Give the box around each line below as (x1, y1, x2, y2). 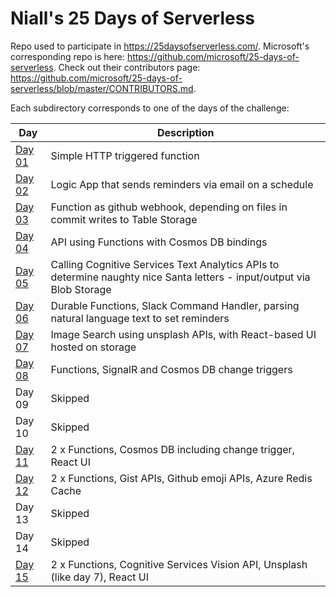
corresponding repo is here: (10, 50, 125, 62)
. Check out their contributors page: (53, 61, 201, 73)
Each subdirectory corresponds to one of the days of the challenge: (10, 102, 290, 114)
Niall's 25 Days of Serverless (10, 7, 256, 30)
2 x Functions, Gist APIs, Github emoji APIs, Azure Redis (50, 471, 313, 485)
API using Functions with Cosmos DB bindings (50, 235, 268, 249)
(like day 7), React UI (50, 570, 150, 584)
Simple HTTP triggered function (50, 148, 200, 162)
